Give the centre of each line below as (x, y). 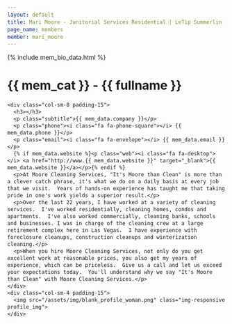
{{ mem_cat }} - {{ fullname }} (94, 85)
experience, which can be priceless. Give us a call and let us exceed (115, 265)
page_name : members (35, 29)
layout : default (31, 15)
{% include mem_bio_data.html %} (57, 57)
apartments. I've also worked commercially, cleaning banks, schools (111, 217)
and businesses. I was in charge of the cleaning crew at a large (105, 224)
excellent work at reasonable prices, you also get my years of (102, 259)
